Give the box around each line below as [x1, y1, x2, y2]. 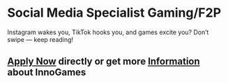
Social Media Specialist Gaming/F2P [7, 5, 222, 21]
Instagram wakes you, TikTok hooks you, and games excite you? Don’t [7, 28, 209, 36]
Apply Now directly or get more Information [7, 56, 200, 68]
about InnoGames [7, 66, 86, 78]
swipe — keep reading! [7, 35, 74, 43]
